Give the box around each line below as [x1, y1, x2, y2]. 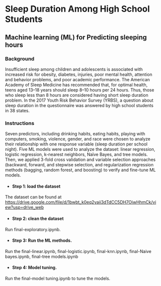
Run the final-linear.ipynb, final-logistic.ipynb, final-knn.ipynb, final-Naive [5, 248, 152, 254]
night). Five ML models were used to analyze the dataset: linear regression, [5, 146, 155, 152]
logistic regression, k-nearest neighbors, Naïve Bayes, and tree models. [5, 152, 148, 158]
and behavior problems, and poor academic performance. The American [5, 76, 150, 82]
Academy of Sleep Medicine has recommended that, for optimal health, [5, 82, 148, 88]
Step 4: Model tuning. [12, 265, 57, 270]
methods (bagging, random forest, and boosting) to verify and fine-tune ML [5, 167, 156, 173]
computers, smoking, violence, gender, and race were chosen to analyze [5, 136, 151, 142]
